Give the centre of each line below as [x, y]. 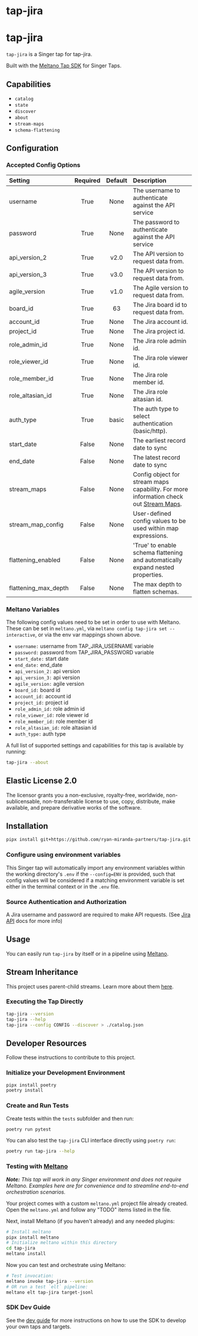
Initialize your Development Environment [66, 1073]
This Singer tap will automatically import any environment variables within [95, 867]
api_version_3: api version [47, 677]
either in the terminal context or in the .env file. [63, 886]
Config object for [156, 474]
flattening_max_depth [39, 588]
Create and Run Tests [37, 1106]
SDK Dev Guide [29, 1307]
